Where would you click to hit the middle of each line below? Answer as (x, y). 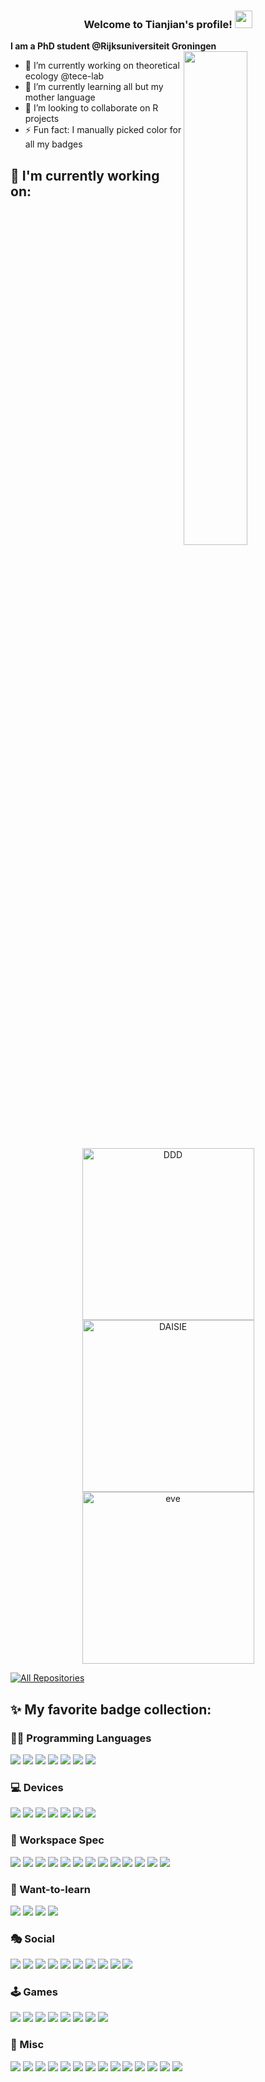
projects (42, 119)
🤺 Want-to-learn (51, 1889)
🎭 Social (33, 1938)
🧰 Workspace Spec (57, 1840)
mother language (60, 97)
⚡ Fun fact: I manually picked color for (103, 130)
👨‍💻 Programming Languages (81, 1738)
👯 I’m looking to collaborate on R (91, 108)
